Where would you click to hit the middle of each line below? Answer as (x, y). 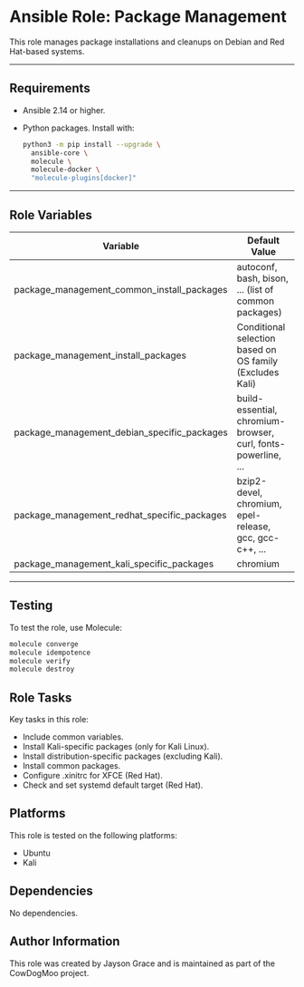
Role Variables (51, 215)
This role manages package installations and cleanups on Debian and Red (147, 42)
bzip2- (252, 480)
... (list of (255, 289)
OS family (257, 361)
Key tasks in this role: (49, 720)
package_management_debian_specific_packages (121, 432)
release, (254, 526)
